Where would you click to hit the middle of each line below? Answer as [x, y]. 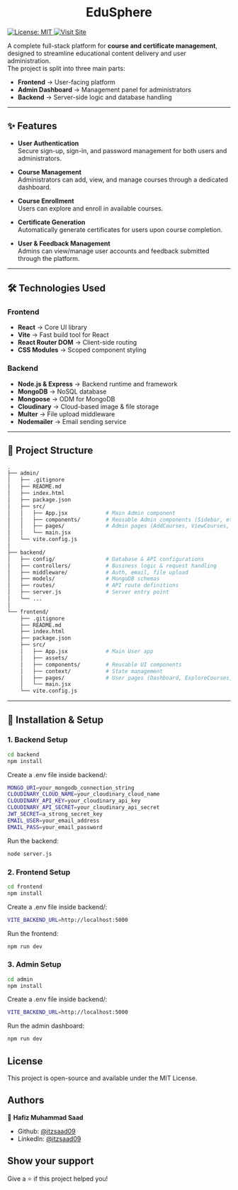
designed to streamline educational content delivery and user [97, 53]
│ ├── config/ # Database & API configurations [106, 559]
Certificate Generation [51, 222]
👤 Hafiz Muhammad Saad [45, 1117]
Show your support [51, 1161]
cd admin [20, 979]
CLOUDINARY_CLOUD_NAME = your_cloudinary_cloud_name [84, 794]
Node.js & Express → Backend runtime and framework [98, 384]
